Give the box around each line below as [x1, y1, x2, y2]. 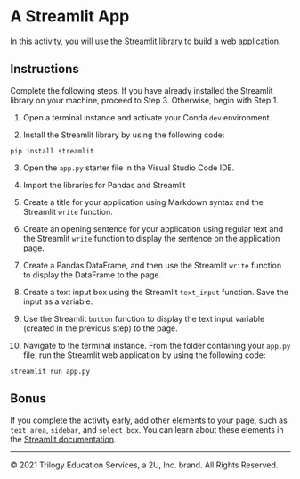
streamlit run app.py [10, 367, 91, 376]
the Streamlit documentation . [10, 434, 117, 444]
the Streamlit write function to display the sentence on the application [22, 233, 280, 244]
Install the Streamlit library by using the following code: [22, 129, 225, 140]
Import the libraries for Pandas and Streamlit [22, 179, 186, 190]
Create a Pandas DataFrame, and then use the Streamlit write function [22, 260, 282, 270]
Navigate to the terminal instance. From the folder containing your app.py [22, 340, 291, 351]
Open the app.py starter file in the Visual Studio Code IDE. [22, 162, 235, 173]
